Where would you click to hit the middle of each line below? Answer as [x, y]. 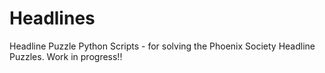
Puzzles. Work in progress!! [66, 56]
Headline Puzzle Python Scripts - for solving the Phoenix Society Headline [162, 46]
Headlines [52, 18]
